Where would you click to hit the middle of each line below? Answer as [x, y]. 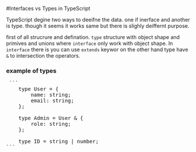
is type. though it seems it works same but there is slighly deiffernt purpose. [98, 26]
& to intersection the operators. [43, 56]
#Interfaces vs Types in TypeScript [48, 8]
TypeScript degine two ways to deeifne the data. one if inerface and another [98, 20]
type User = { [39, 89]
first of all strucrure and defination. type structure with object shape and [93, 37]
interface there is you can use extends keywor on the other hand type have [97, 50]
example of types [31, 70]
